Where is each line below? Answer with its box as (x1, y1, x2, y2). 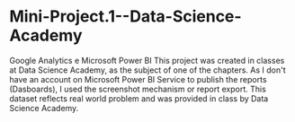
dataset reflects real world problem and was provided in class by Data (9, 92, 269, 104)
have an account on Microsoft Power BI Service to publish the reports (9, 74, 267, 84)
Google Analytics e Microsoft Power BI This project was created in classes (9, 55, 285, 65)
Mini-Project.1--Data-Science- (9, 6, 242, 27)
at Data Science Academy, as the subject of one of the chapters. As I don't (9, 65, 286, 75)
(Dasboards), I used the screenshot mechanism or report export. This (9, 83, 267, 94)
